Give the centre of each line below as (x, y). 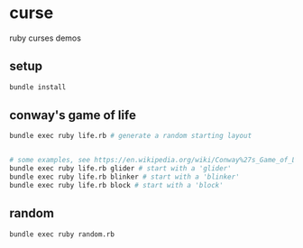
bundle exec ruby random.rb (62, 234)
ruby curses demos (45, 38)
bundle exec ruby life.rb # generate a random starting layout (131, 136)
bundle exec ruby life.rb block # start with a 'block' (116, 185)
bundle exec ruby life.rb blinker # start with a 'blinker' (125, 177)
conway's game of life (73, 115)
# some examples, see (50, 161)
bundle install (38, 87)
